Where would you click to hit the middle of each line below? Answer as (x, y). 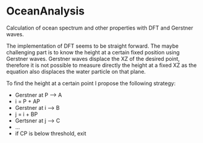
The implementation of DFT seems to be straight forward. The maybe (92, 46)
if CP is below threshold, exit (50, 133)
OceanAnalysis (45, 11)
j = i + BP (26, 114)
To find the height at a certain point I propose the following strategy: (91, 83)
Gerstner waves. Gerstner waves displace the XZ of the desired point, (93, 59)
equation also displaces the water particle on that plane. (76, 71)
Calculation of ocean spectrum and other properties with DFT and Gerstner (100, 28)
